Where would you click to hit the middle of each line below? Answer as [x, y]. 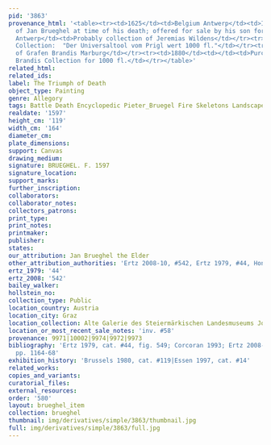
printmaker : [28, 233]
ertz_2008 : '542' [38, 278]
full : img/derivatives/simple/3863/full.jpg [84, 428]
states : [21, 248]
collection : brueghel [45, 413]
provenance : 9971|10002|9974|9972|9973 [75, 338]
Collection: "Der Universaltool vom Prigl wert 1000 [108, 46]
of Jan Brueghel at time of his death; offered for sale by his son [133, 31]
